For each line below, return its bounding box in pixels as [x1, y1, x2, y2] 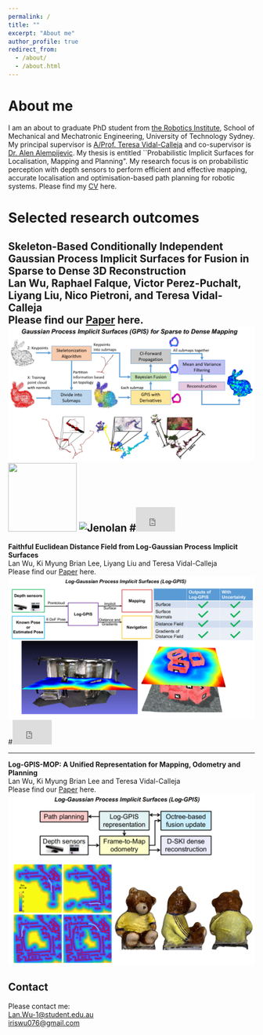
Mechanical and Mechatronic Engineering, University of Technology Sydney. [8, 131, 255, 140]
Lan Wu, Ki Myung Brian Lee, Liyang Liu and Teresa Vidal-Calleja [8, 558, 218, 568]
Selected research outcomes [8, 209, 200, 227]
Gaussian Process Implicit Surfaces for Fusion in [8, 252, 250, 266]
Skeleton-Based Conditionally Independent [8, 240, 224, 253]
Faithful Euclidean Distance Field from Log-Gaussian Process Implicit [8, 541, 239, 551]
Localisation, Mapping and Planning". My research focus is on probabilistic [8, 156, 249, 166]
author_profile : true [8, 38, 79, 46]
